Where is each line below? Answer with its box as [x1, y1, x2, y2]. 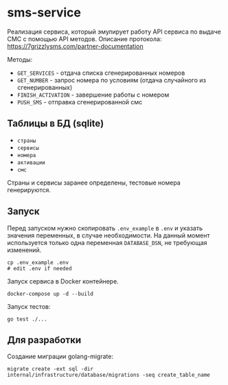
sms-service [7, 5, 81, 21]
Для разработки [7, 334, 82, 346]
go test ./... [7, 316, 48, 323]
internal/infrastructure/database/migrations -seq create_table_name [7, 372, 211, 379]
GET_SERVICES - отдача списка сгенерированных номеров [16, 69, 185, 77]
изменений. [7, 246, 42, 254]
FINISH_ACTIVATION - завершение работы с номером [16, 91, 170, 99]
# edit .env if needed [7, 265, 72, 272]
